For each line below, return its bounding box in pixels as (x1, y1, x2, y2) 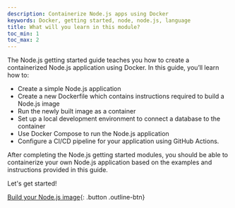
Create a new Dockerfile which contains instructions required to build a (17, 92, 224, 101)
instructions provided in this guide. (7, 166, 108, 174)
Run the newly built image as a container (17, 107, 136, 116)
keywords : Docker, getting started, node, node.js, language (7, 17, 191, 24)
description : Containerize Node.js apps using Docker (7, 10, 169, 18)
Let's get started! (7, 179, 58, 188)
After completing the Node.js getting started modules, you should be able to (7, 151, 229, 159)
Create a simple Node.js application (17, 85, 121, 93)
